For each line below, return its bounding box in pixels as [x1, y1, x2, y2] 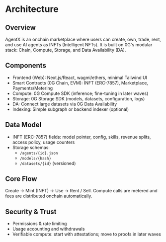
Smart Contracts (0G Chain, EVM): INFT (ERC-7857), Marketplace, [12, 80, 148, 85]
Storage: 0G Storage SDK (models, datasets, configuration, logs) [12, 95, 145, 101]
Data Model [5, 121, 42, 129]
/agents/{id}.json [19, 151, 58, 156]
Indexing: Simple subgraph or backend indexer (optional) [12, 106, 129, 112]
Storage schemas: [12, 144, 50, 150]
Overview [5, 23, 36, 32]
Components [5, 61, 46, 70]
